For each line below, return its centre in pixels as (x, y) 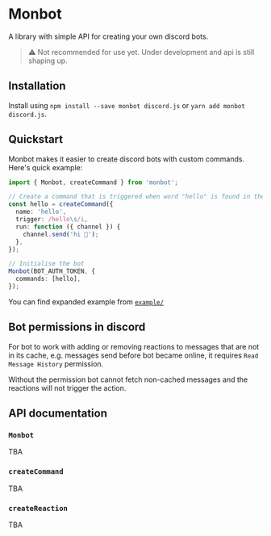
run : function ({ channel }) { (68, 227)
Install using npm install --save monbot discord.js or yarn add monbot (127, 105)
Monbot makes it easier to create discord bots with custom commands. (126, 159)
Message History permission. (56, 363)
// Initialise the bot (46, 264)
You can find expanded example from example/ (86, 301)
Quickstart (36, 139)
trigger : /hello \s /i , (52, 220)
